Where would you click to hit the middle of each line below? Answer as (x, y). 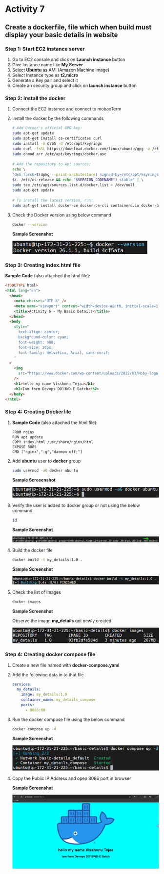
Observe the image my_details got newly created (62, 621)
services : (22, 684)
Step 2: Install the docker (35, 98)
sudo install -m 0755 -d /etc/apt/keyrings (57, 143)
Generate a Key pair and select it (45, 80)
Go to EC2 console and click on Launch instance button (69, 59)
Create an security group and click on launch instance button (74, 85)
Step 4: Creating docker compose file (50, 655)
